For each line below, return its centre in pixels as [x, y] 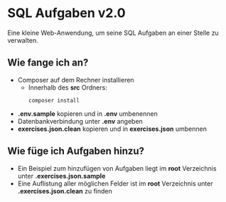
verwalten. [23, 40]
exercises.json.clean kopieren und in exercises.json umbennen [112, 129]
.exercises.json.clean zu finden [65, 191]
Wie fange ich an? [48, 63]
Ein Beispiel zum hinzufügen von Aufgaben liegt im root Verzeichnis [117, 168]
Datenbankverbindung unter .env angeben [80, 121]
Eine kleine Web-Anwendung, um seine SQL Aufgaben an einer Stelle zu [113, 33]
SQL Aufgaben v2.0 [66, 13]
